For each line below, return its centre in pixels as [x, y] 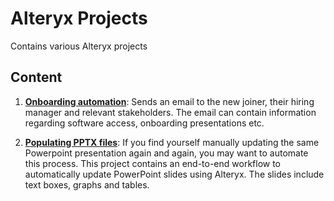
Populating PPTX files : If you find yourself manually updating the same [172, 142]
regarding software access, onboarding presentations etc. [144, 123]
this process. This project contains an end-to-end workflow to [153, 163]
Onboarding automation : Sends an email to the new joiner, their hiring [169, 101]
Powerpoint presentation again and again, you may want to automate [166, 153]
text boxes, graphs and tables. [87, 184]
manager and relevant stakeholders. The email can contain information [170, 112]
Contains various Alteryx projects [79, 46]
